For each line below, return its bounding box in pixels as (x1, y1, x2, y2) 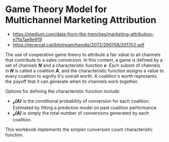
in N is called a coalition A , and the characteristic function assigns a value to (5, 67, 164, 74)
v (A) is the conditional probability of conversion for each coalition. (12, 98, 150, 105)
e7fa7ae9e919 (12, 36, 42, 42)
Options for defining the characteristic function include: (5, 88, 121, 94)
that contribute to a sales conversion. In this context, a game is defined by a (5, 57, 163, 63)
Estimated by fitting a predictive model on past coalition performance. (12, 105, 158, 111)
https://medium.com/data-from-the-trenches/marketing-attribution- (12, 31, 154, 37)
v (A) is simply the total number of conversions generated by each (12, 110, 149, 117)
